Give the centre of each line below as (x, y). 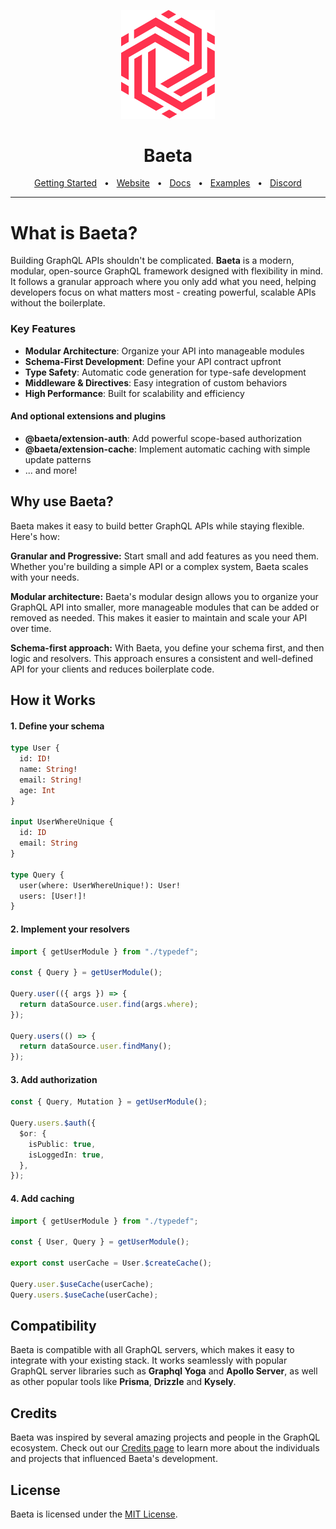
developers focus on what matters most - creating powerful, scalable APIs (163, 292)
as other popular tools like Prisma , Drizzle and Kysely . (123, 1382)
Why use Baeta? (62, 501)
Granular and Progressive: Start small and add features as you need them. (165, 556)
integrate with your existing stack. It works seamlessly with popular (149, 1361)
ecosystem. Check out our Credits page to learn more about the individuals (165, 1448)
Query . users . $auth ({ (53, 1123)
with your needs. (45, 577)
